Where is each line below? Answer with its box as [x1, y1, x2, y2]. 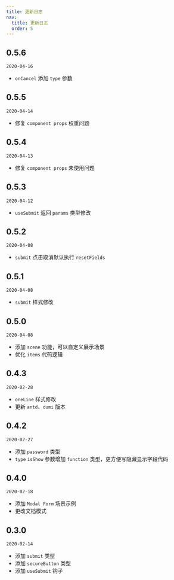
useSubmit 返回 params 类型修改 [14, 209, 91, 216]
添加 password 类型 [14, 448, 61, 455]
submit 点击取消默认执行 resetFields [14, 254, 105, 261]
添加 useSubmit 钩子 [14, 567, 64, 575]
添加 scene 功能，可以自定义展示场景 [14, 343, 105, 350]
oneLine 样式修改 [14, 395, 57, 402]
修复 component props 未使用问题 [14, 164, 95, 171]
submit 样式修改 [14, 298, 54, 306]
